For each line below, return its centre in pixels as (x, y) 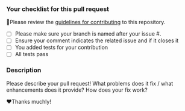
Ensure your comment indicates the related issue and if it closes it (97, 40)
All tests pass (32, 54)
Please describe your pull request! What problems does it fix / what (90, 83)
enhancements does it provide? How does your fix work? (77, 90)
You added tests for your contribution (61, 48)
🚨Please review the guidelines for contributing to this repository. (86, 22)
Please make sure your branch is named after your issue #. (88, 34)
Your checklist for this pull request (58, 9)
